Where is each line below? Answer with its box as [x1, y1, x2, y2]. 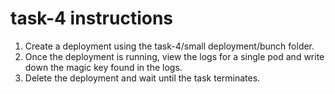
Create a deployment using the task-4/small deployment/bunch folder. [24, 40, 315, 52]
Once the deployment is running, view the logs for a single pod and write [24, 50, 325, 62]
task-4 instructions [10, 7, 174, 30]
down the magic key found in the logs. [24, 61, 183, 73]
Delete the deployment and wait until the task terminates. [24, 72, 261, 84]
